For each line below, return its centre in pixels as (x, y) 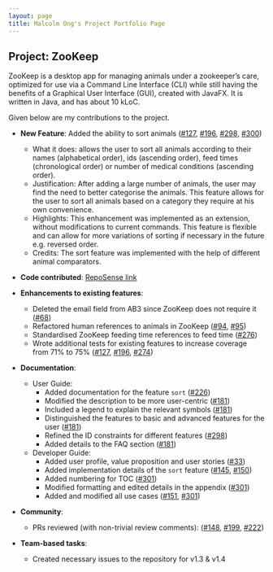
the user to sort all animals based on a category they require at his (143, 201)
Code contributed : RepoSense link (78, 277)
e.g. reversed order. (65, 244)
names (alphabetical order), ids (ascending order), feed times (135, 158)
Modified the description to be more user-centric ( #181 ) (137, 401)
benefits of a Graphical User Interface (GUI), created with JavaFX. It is (126, 94)
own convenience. (63, 210)
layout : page (30, 16)
